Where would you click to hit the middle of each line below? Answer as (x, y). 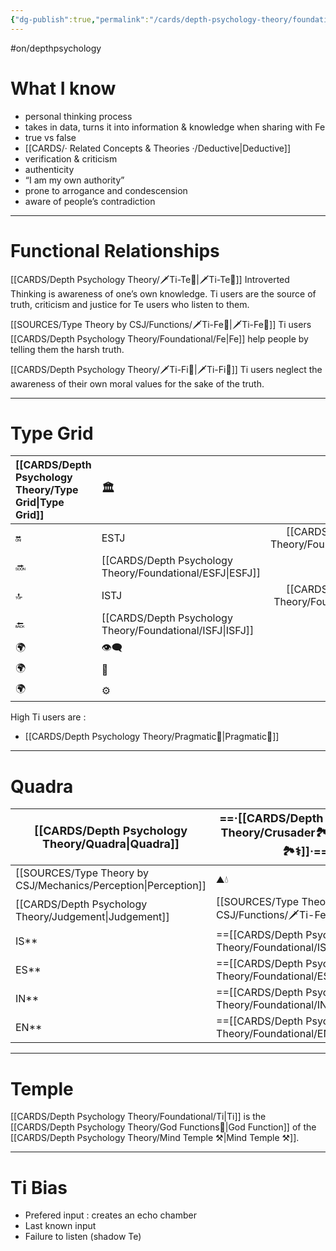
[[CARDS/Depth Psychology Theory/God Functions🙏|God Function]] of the (163, 1127)
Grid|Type (40, 503)
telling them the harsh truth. (67, 349)
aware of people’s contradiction (90, 201)
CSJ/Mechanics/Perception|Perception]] (111, 886)
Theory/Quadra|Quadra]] (110, 843)
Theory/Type (47, 490)
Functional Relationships (115, 250)
